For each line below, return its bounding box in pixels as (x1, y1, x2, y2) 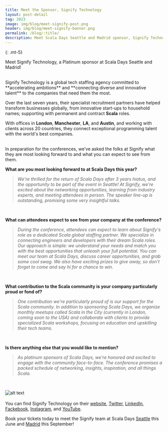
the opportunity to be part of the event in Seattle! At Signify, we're (17, 181, 153, 187)
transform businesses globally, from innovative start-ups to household (5, 105, 150, 111)
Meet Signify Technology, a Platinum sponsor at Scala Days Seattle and (5, 59, 152, 65)
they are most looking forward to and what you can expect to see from (5, 151, 150, 157)
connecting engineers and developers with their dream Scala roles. (17, 237, 156, 243)
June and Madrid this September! (5, 420, 74, 427)
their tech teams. (17, 325, 52, 331)
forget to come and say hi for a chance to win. (17, 264, 113, 270)
